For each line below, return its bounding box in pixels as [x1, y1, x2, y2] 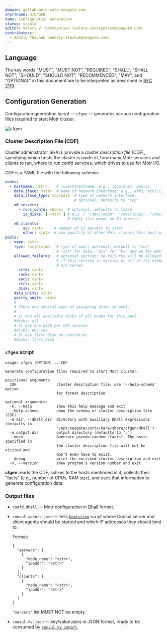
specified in [5, 439, 32, 444]
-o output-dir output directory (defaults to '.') [9, 430, 133, 435]
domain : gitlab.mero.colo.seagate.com [5, 7, 85, 12]
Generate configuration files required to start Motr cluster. [5, 369, 139, 374]
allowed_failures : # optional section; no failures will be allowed [14, 253, 162, 259]
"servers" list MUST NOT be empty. [12, 609, 86, 615]
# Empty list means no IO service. [67, 216, 141, 221]
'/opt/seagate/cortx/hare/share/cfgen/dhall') [56, 425, 155, 431]
